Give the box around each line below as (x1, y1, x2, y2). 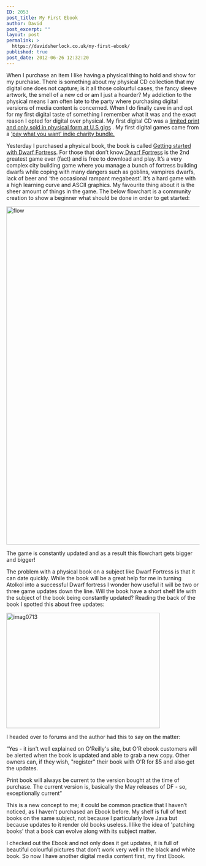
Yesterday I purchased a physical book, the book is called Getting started (6, 142, 191, 149)
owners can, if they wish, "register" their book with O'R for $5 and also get (6, 758, 195, 765)
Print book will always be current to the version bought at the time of (6, 776, 180, 784)
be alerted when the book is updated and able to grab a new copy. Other (6, 751, 190, 759)
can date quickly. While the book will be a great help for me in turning (6, 574, 182, 581)
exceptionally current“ (6, 789, 63, 797)
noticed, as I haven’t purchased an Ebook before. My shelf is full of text (6, 808, 186, 815)
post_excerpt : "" (6, 26, 51, 33)
